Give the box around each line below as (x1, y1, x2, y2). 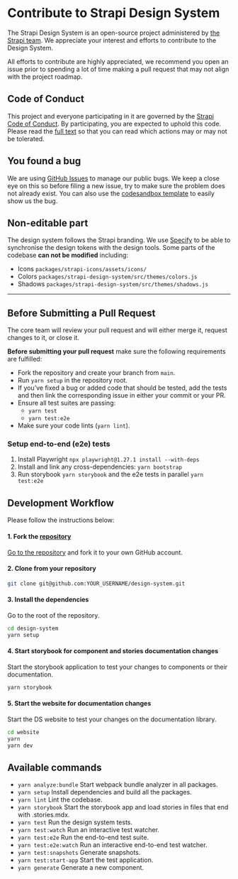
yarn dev (7, 742, 33, 749)
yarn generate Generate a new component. (17, 863, 144, 872)
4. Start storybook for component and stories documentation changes (7, 647, 219, 655)
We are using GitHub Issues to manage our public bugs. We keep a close (7, 174, 220, 182)
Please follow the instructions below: (7, 516, 115, 525)
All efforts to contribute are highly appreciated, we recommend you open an (7, 57, 229, 65)
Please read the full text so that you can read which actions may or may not (7, 126, 228, 136)
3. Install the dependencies (7, 595, 89, 604)
